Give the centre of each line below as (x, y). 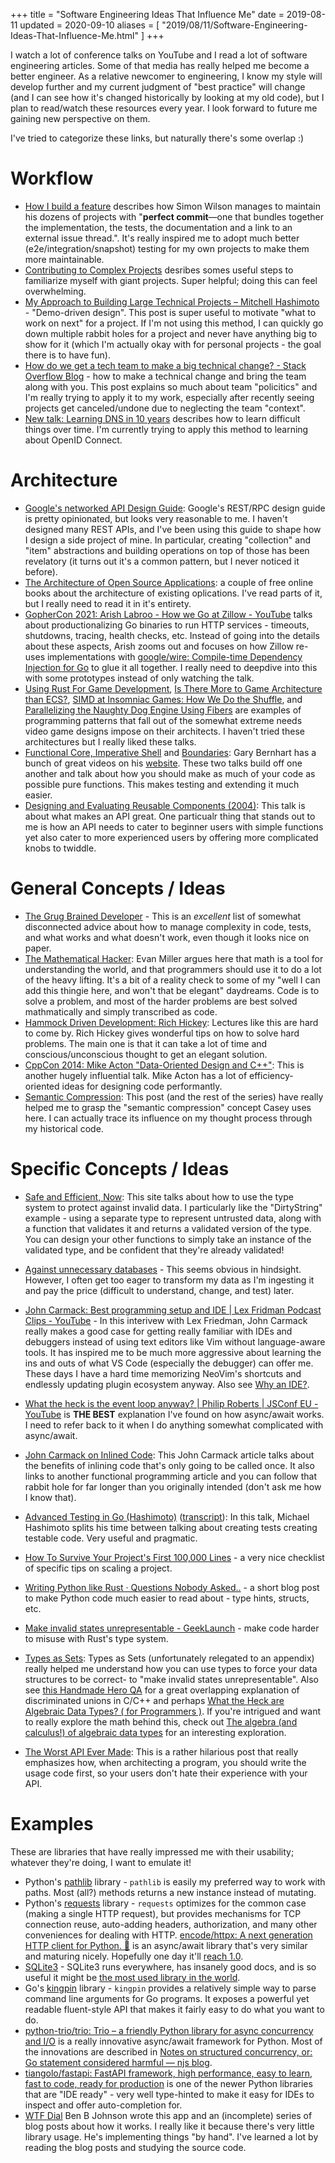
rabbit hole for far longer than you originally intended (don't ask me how (173, 1486)
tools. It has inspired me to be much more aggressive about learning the (173, 1352)
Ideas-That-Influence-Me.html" (75, 35)
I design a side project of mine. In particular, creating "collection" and (168, 540)
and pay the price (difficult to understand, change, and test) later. (159, 1290)
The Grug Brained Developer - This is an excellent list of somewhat (163, 916)
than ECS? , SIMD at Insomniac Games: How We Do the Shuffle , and (163, 699)
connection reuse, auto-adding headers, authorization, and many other (171, 1924)
